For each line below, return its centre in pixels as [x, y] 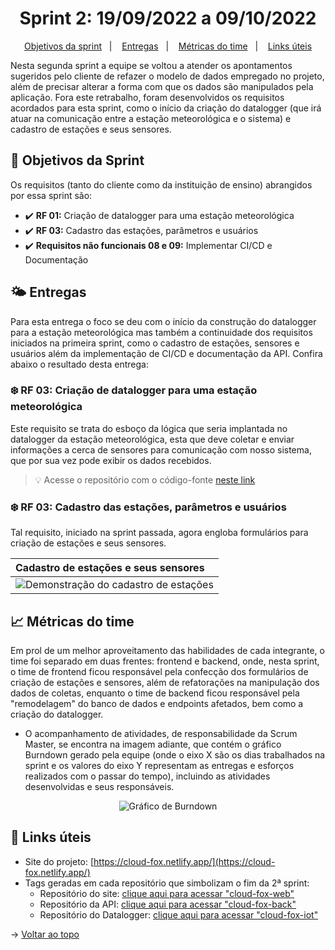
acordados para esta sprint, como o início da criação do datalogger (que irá [166, 108]
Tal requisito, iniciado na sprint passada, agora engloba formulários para [159, 533]
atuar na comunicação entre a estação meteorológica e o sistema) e [151, 118]
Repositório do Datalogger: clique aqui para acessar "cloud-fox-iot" [179, 914]
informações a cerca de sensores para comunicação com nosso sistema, [161, 449]
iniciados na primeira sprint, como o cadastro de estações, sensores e [155, 343]
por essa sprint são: [51, 195]
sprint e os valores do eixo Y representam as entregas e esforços [159, 765]
